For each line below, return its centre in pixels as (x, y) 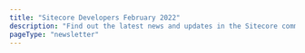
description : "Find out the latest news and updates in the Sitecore (144, 26)
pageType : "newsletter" (54, 34)
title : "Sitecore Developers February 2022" (95, 18)
